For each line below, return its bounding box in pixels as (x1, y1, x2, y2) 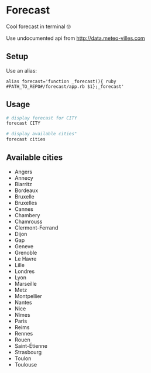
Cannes (14, 206, 33, 213)
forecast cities (6, 136, 46, 142)
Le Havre (14, 255, 37, 262)
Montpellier (14, 292, 43, 299)
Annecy (14, 174, 33, 182)
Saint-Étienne (14, 342, 48, 349)
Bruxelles (14, 199, 37, 206)
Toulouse (14, 361, 37, 368)
